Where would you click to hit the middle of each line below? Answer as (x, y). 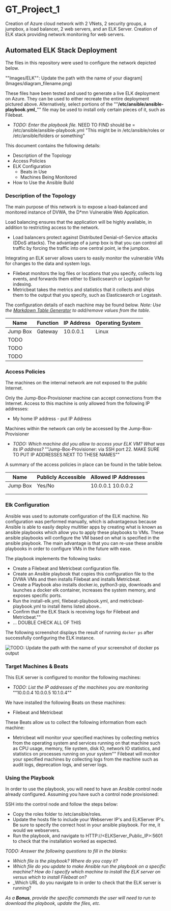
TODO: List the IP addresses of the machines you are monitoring (80, 687)
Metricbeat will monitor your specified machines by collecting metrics (86, 737)
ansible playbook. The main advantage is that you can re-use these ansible (84, 543)
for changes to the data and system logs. (48, 264)
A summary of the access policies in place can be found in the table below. (84, 464)
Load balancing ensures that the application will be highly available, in (79, 222)
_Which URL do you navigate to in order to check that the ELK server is (87, 882)
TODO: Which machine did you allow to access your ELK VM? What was (89, 444)
